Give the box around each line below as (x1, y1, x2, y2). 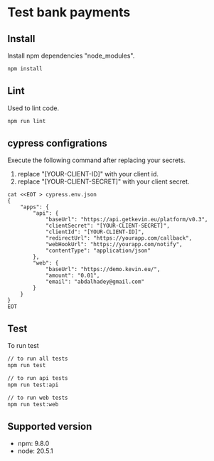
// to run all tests (7, 355, 69, 363)
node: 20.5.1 (17, 447, 53, 455)
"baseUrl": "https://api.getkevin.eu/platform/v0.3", (45, 216, 208, 223)
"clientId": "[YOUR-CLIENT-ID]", (45, 228, 144, 235)
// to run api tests (7, 374, 69, 381)
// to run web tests (7, 394, 69, 401)
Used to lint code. (7, 104, 59, 112)
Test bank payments (7, 4, 131, 21)
